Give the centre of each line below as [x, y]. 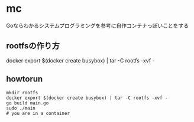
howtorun [25, 79]
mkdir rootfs [22, 93]
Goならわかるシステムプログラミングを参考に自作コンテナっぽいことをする [98, 25]
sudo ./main [21, 108]
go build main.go [28, 103]
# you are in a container [38, 113]
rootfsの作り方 [33, 46]
